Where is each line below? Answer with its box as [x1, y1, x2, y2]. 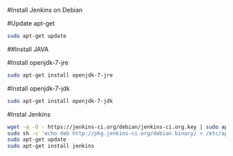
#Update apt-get [7, 19, 55, 27]
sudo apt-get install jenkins [7, 143, 95, 150]
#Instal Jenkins [7, 110, 51, 118]
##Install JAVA [7, 45, 49, 53]
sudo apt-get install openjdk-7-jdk [7, 97, 113, 104]
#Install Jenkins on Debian [7, 6, 83, 14]
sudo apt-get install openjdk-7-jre [7, 72, 113, 79]
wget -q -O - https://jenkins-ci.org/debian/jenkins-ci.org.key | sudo [7, 124, 218, 130]
